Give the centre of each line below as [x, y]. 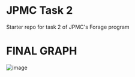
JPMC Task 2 [40, 10]
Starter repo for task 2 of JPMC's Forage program [68, 27]
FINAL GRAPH [42, 51]
